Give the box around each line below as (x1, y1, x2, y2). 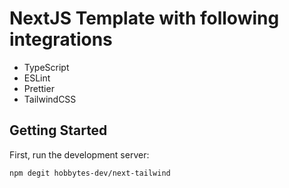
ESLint (23, 72, 51, 84)
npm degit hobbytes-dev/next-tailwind (9, 168, 171, 178)
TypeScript (23, 61, 70, 73)
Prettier (23, 82, 55, 94)
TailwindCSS (23, 93, 77, 105)
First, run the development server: (9, 148, 150, 161)
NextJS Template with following (9, 7, 280, 30)
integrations (9, 28, 113, 51)
